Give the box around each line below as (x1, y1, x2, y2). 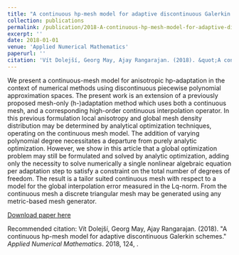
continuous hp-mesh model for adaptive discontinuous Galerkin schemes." (7, 232, 227, 240)
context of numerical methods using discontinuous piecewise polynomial (7, 83, 222, 92)
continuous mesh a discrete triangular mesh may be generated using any (7, 189, 222, 197)
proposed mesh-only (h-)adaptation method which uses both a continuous (7, 99, 226, 107)
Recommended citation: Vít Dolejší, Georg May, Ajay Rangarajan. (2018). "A (7, 224, 228, 233)
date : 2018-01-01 (7, 37, 59, 44)
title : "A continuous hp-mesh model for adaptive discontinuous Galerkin (7, 10, 231, 18)
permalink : (7, 23, 40, 31)
